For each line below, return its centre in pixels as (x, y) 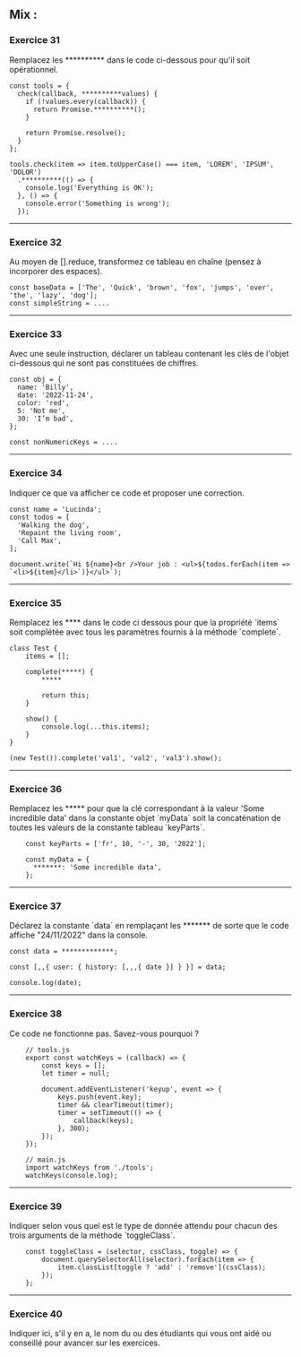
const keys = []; (73, 1066)
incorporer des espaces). (56, 271)
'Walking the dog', (54, 525)
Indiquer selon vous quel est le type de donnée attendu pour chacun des (143, 1226)
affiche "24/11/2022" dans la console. (78, 935)
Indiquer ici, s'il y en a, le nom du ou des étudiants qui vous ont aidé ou (140, 1334)
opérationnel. (34, 69)
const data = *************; (64, 952)
